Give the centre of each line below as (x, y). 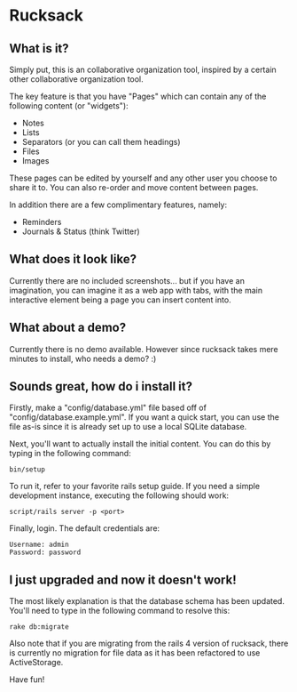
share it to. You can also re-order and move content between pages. (134, 187)
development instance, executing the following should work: (119, 495)
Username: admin (39, 545)
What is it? (39, 48)
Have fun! (27, 680)
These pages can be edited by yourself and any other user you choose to (143, 178)
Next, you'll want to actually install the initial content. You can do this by (140, 444)
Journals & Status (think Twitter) (81, 231)
